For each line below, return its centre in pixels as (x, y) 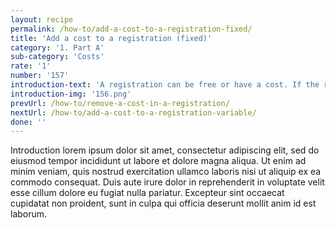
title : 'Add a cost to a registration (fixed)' (111, 38)
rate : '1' (31, 66)
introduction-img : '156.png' (71, 94)
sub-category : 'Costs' (57, 57)
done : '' (28, 122)
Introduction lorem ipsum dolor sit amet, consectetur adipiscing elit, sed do (165, 150)
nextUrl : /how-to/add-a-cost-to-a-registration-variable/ (133, 112)
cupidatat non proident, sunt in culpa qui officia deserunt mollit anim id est (163, 203)
